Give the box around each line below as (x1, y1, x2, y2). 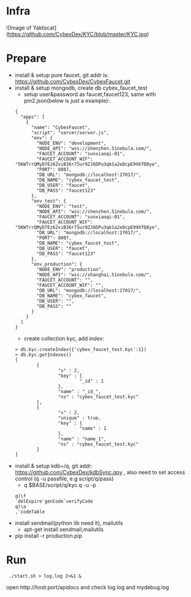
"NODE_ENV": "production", (37, 266, 104, 272)
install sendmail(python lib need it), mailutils (14, 519, 123, 527)
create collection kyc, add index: (23, 335, 105, 342)
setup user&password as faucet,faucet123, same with (23, 90, 156, 97)
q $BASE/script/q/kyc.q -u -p (23, 481, 96, 488)
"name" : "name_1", (57, 436, 107, 442)
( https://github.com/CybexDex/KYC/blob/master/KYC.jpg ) (6, 30, 149, 37)
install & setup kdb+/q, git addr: (14, 462, 93, 470)
